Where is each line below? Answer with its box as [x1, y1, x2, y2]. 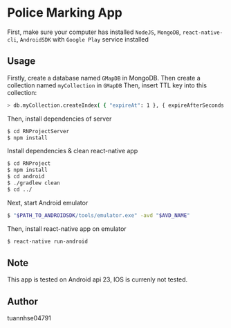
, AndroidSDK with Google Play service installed [16, 35, 149, 43]
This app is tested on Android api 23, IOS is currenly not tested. [7, 275, 188, 284]
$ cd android [7, 173, 45, 180]
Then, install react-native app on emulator [7, 224, 127, 233]
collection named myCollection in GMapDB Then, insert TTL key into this [7, 81, 207, 89]
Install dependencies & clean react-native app [7, 147, 138, 155]
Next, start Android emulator [7, 198, 89, 207]
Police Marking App [7, 5, 123, 21]
